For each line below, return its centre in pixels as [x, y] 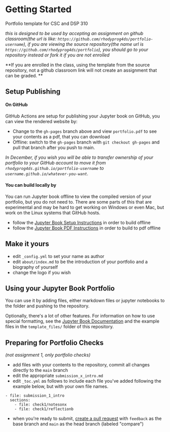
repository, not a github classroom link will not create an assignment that [81, 70]
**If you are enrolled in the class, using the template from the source [78, 65]
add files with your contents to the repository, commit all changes [81, 365]
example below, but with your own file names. [60, 386]
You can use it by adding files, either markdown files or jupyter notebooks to [85, 301]
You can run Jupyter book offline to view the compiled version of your [78, 196]
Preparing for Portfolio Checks [55, 343]
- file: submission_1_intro [35, 396]
